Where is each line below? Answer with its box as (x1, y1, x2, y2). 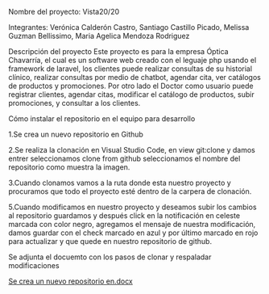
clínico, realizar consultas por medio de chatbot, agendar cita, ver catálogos (8, 73, 262, 82)
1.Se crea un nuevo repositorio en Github (8, 129, 143, 139)
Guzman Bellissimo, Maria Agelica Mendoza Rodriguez (8, 31, 190, 40)
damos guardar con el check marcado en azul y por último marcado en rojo (8, 228, 259, 237)
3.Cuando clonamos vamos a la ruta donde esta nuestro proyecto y (8, 178, 231, 187)
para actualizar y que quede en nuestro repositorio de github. (8, 237, 212, 246)
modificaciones (8, 261, 60, 270)
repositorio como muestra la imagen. (8, 162, 130, 172)
